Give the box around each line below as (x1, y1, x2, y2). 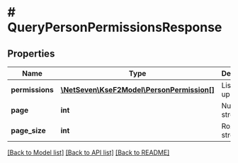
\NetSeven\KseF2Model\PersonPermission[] (60, 85, 215, 94)
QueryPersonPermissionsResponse (7, 19, 222, 35)
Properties (7, 47, 55, 60)
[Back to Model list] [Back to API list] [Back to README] (7, 148, 170, 157)
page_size (11, 125, 46, 135)
